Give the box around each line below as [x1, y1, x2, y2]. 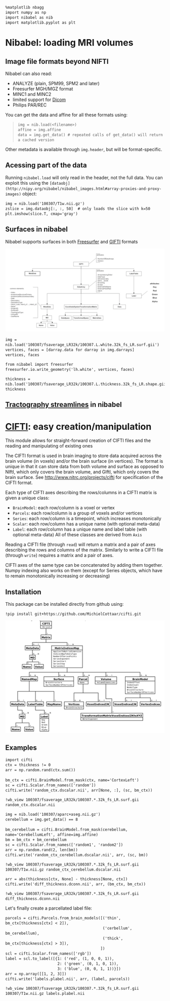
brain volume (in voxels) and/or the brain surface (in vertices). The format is [5, 458, 163, 464]
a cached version [17, 137, 55, 143]
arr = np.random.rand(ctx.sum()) [5, 768, 76, 773]
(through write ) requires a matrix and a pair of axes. [5, 553, 114, 559]
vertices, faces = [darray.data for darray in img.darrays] [5, 347, 135, 352]
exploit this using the [5, 180, 49, 186]
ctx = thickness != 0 [5, 763, 51, 768]
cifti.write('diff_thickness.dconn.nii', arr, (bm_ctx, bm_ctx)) [5, 882, 146, 887]
